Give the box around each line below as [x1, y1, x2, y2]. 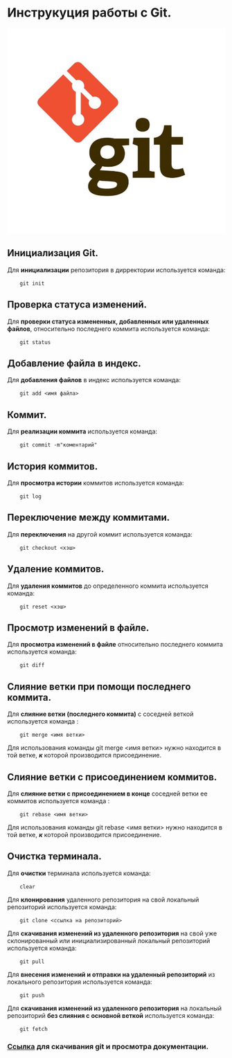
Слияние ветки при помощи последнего [7, 681, 191, 692]
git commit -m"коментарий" [19, 442, 98, 449]
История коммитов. [7, 460, 98, 472]
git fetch [19, 1025, 48, 1032]
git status [19, 339, 51, 346]
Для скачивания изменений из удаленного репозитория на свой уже [7, 929, 217, 938]
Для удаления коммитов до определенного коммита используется [7, 582, 209, 590]
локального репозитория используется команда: [7, 978, 152, 986]
